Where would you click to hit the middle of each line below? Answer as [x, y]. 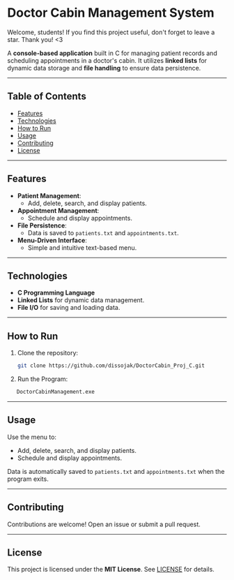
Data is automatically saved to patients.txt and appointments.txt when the [116, 471]
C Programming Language [56, 293]
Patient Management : [49, 195]
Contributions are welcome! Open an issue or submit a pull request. [104, 524]
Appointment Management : [58, 210]
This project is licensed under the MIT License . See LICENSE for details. [111, 570]
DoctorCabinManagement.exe [56, 392]
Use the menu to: [32, 437]
